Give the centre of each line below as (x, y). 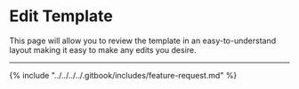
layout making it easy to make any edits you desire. (103, 49)
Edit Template (61, 16)
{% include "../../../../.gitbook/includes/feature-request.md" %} (123, 75)
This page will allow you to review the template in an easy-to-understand (143, 41)
